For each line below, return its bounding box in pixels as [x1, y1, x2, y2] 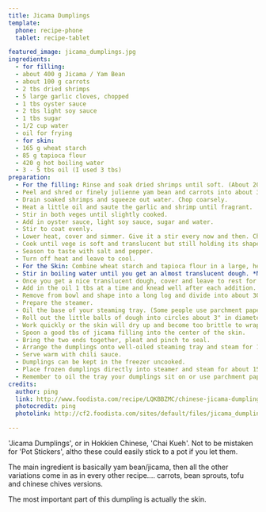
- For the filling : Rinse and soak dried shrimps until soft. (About [15, 181, 249, 189]
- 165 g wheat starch [15, 144, 87, 152]
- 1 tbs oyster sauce [15, 100, 87, 108]
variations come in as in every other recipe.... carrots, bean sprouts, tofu [8, 471, 244, 480]
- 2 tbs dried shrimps [15, 85, 90, 93]
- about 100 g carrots [15, 77, 90, 86]
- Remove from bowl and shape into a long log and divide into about [15, 291, 249, 300]
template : [8, 19, 41, 27]
